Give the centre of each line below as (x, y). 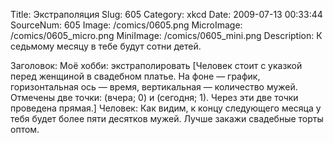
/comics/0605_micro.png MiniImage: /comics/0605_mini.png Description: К (166, 35)
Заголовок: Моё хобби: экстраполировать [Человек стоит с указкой (156, 65)
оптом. (25, 129)
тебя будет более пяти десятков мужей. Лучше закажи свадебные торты (167, 118)
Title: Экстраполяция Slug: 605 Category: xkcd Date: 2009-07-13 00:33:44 (166, 14)
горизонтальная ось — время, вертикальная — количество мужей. (154, 87)
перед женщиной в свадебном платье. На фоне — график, (135, 76)
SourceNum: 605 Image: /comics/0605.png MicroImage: (126, 25)
